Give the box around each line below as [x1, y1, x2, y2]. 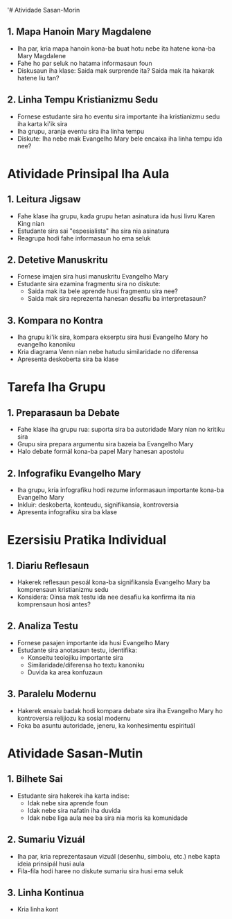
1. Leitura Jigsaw [7, 193, 81, 205]
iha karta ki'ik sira [17, 119, 68, 128]
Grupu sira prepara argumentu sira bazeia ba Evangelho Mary [17, 440, 194, 448]
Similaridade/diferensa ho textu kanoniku [27, 660, 145, 669]
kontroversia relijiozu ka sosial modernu [17, 714, 131, 722]
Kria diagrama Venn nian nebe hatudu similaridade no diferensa [17, 348, 199, 356]
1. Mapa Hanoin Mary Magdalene [7, 26, 152, 37]
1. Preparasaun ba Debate [7, 407, 120, 419]
